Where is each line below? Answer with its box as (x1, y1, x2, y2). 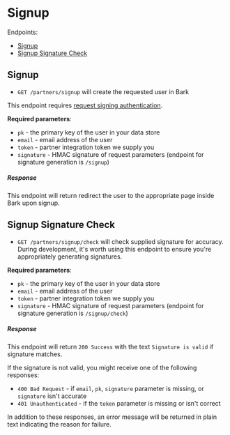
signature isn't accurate (17, 392, 87, 400)
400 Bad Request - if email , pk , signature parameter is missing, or (17, 384, 204, 392)
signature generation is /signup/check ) (17, 309, 129, 317)
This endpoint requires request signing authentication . (7, 101, 163, 109)
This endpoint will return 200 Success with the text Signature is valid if (7, 342, 214, 351)
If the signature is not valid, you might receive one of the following (7, 363, 197, 372)
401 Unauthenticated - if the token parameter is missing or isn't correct (17, 399, 221, 407)
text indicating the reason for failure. (7, 420, 112, 428)
